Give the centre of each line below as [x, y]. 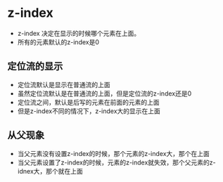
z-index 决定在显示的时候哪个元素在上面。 [79, 33]
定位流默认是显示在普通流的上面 [64, 84]
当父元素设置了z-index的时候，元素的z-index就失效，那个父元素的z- [116, 162]
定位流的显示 [35, 66]
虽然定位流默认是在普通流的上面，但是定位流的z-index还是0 [104, 93]
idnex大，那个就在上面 [50, 171]
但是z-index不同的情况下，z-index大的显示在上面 [89, 111]
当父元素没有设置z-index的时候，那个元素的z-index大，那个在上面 [113, 153]
